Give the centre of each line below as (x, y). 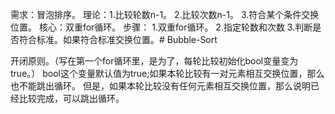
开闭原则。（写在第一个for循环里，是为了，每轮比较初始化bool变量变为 (154, 61)
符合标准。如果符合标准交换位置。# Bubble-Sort (118, 39)
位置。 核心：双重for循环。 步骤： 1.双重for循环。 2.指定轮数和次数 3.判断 (161, 27)
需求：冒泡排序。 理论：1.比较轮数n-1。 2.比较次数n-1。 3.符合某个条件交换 (165, 14)
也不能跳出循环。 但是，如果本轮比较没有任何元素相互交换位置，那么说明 (160, 86)
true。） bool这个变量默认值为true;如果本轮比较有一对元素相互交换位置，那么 (167, 73)
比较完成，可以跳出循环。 (71, 98)
